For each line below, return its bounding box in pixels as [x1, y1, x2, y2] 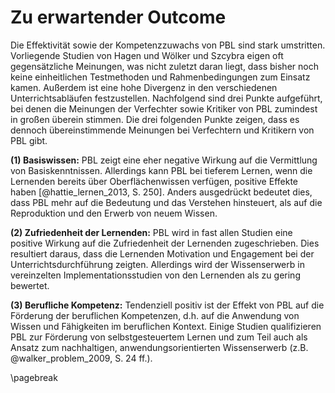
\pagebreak [10, 371, 58, 383]
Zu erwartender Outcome [10, 6, 227, 29]
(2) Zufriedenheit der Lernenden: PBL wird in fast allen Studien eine [10, 226, 293, 238]
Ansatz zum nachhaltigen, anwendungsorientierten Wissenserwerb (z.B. [10, 341, 309, 353]
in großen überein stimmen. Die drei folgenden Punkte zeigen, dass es [10, 113, 300, 125]
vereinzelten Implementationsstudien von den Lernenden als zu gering [10, 269, 301, 281]
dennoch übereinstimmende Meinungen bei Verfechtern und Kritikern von [10, 124, 315, 136]
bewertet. [10, 279, 50, 291]
